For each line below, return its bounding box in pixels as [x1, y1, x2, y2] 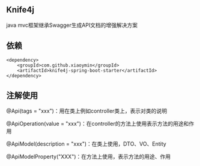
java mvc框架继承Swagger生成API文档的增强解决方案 [6, 21, 138, 29]
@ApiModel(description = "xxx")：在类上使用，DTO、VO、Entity [6, 140, 166, 147]
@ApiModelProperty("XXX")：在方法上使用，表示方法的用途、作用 [6, 153, 171, 161]
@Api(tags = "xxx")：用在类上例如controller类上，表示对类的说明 [6, 107, 167, 114]
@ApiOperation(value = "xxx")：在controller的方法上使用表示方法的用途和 [6, 120, 189, 128]
